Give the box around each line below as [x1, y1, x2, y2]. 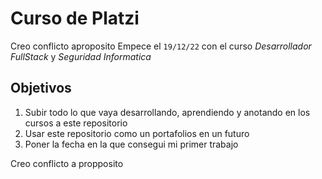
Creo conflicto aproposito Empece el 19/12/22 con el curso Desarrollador [10, 40, 312, 52]
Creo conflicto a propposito [10, 157, 124, 169]
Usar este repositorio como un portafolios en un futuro [24, 127, 250, 139]
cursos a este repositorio [24, 117, 128, 129]
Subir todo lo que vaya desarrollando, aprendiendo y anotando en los [24, 106, 311, 118]
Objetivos [10, 80, 72, 97]
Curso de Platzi [10, 7, 140, 30]
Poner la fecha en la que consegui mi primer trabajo [24, 138, 239, 150]
